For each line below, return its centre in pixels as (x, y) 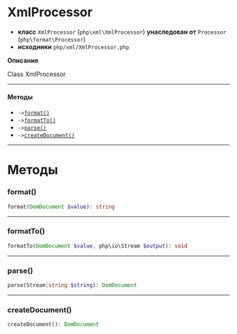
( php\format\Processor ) (51, 39)
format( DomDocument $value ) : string (61, 206)
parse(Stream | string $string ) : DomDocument (72, 285)
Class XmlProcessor (37, 74)
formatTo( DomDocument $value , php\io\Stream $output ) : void (98, 246)
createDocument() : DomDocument (53, 325)
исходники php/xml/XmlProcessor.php (73, 47)
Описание (23, 60)
